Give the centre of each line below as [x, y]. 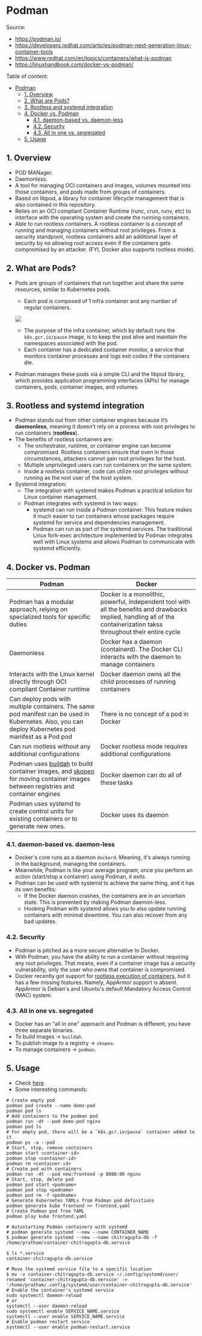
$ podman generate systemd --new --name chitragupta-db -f [82, 1237]
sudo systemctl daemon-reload [44, 1295]
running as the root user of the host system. [78, 478]
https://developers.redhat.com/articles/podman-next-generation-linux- [103, 45]
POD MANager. [34, 172]
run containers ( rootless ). [47, 433]
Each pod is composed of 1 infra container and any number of [100, 301]
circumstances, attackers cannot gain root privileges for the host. [105, 459]
